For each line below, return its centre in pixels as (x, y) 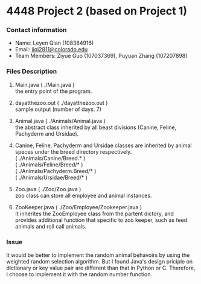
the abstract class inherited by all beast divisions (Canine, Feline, (96, 127)
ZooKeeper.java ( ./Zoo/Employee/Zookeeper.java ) (78, 207)
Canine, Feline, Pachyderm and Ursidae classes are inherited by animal (103, 145)
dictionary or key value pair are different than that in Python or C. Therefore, (101, 268)
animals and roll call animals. (51, 226)
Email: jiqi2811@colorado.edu (51, 49)
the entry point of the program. (53, 91)
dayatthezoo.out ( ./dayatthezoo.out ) (61, 103)
